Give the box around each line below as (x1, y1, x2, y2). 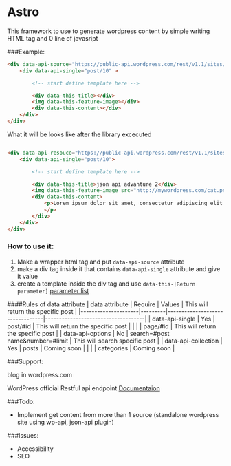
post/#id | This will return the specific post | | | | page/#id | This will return (7, 321, 217, 330)
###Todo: (7, 397, 35, 405)
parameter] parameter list (16, 286, 89, 295)
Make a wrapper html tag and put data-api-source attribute (16, 257, 185, 266)
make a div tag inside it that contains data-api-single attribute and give (16, 264, 221, 273)
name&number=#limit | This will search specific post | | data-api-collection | (7, 337, 223, 345)
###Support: (7, 357, 43, 366)
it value (16, 272, 38, 280)
